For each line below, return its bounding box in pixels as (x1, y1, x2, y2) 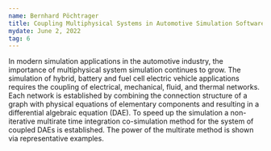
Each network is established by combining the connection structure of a (8, 90, 248, 101)
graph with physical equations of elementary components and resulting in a (8, 99, 260, 109)
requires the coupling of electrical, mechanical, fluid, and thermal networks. (8, 82, 261, 92)
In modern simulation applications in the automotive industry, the (8, 57, 224, 66)
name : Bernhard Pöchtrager (8, 11, 99, 20)
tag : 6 (8, 34, 31, 43)
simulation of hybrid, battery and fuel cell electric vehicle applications (8, 73, 240, 83)
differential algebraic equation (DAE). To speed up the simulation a (8, 108, 229, 118)
